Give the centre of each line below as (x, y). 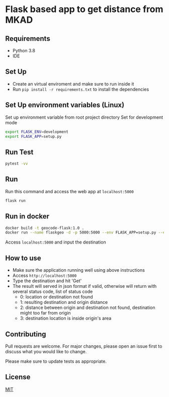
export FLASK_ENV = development (37, 132)
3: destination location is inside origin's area (66, 319)
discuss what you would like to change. (46, 351)
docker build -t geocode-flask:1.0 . (45, 228)
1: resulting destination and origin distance (64, 302)
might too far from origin (46, 313)
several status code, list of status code (53, 292)
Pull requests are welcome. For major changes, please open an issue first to (84, 346)
